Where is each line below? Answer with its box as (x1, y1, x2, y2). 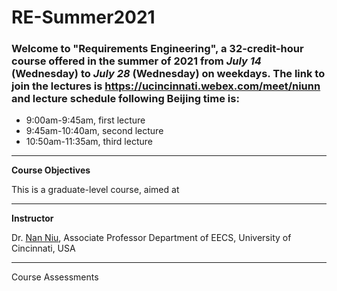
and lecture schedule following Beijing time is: (11, 92, 240, 106)
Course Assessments (11, 271, 99, 283)
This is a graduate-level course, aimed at (11, 184, 180, 196)
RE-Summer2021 (11, 6, 156, 29)
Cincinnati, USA (11, 242, 76, 255)
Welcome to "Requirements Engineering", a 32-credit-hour (11, 42, 304, 56)
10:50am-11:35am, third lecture (25, 136, 153, 148)
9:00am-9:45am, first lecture (25, 114, 146, 126)
